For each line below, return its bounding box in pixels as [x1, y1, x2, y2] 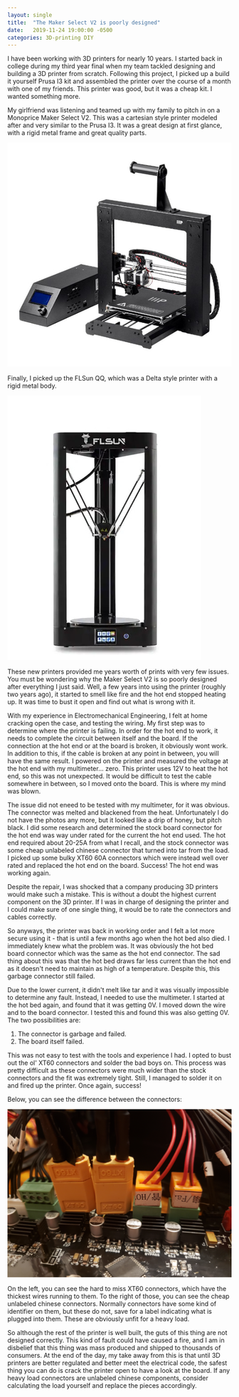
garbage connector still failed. [7, 972, 95, 981]
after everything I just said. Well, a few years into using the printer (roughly [7, 683, 226, 691]
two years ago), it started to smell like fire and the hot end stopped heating [7, 690, 226, 698]
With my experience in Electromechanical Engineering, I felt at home [7, 711, 208, 720]
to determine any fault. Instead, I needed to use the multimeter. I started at [7, 993, 225, 1002]
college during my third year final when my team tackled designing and [7, 62, 216, 70]
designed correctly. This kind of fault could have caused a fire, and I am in [7, 1336, 225, 1344]
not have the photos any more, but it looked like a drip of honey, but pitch [7, 816, 222, 824]
